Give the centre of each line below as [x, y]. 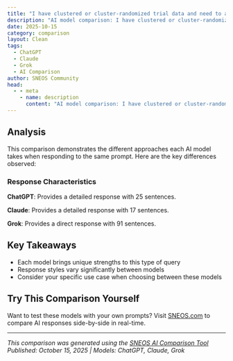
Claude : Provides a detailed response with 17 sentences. [88, 210]
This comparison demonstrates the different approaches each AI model [109, 149]
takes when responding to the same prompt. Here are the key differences [112, 156]
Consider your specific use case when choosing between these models [119, 277]
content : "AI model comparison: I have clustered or [103, 104]
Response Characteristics [52, 181]
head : [15, 85]
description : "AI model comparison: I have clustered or [91, 20]
